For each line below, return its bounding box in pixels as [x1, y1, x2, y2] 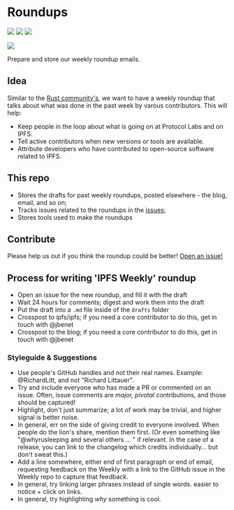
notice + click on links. [17, 488, 82, 496]
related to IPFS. [17, 152, 62, 160]
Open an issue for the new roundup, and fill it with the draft [17, 291, 187, 299]
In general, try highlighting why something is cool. [17, 495, 161, 504]
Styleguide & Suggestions [7, 353, 98, 362]
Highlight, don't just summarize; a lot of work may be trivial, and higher [17, 406, 222, 414]
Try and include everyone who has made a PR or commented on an [17, 383, 212, 392]
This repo [7, 172, 50, 184]
